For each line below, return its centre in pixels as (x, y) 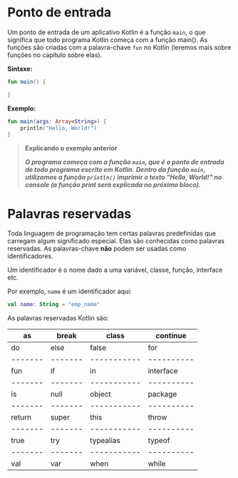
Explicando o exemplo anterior (71, 148)
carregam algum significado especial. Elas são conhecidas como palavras (116, 241)
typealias (105, 441)
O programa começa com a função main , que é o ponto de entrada (124, 162)
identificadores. (30, 256)
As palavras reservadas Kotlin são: (58, 318)
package (162, 395)
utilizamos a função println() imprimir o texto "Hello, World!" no (123, 177)
